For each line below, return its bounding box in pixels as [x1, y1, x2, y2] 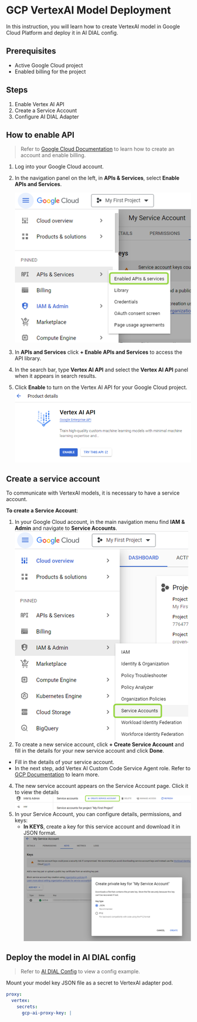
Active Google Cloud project [14, 62, 83, 69]
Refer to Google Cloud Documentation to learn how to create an [20, 145, 175, 153]
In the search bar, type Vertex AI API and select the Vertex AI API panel [14, 366, 189, 373]
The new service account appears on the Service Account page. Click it [14, 783, 189, 790]
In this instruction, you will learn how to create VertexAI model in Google [6, 23, 181, 30]
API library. [14, 354, 42, 361]
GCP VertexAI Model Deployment [6, 4, 171, 17]
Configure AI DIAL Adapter [14, 113, 79, 120]
